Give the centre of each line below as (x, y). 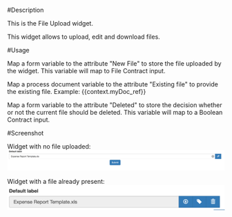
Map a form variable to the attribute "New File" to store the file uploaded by (115, 64)
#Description (26, 10)
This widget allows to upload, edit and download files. (84, 37)
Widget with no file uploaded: (49, 147)
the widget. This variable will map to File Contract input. (86, 71)
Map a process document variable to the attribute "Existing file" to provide (113, 84)
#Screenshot (26, 133)
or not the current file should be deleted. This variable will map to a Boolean (115, 112)
